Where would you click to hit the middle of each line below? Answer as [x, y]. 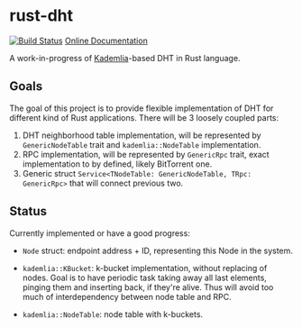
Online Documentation [106, 41]
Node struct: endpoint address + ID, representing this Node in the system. [157, 250]
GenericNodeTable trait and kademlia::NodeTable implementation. [142, 144]
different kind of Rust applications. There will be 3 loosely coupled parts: [144, 117]
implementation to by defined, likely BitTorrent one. [117, 164]
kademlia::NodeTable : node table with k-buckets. [113, 314]
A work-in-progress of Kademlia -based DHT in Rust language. [125, 58]
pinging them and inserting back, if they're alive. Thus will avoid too [148, 287]
